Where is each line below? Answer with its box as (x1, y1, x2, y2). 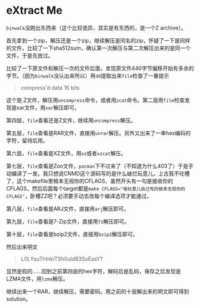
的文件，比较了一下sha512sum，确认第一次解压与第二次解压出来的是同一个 (6, 44, 191, 52)
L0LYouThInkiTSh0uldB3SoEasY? (20, 255, 103, 262)
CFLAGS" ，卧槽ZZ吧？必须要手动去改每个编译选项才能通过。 (6, 192, 152, 200)
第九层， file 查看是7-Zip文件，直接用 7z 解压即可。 (6, 218, 130, 225)
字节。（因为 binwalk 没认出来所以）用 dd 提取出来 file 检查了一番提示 (6, 72, 170, 79)
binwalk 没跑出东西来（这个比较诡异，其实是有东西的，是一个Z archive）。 (6, 24, 187, 31)
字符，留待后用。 (6, 137, 48, 144)
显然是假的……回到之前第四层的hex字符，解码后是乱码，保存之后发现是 (6, 267, 181, 274)
